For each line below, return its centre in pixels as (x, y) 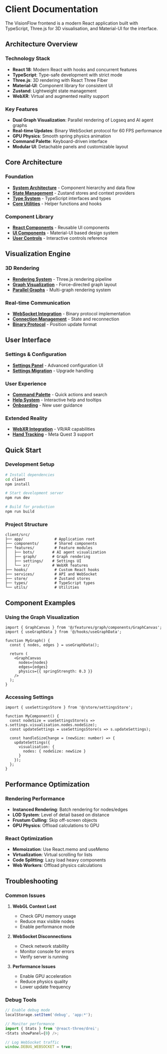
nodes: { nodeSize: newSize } (54, 751)
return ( (19, 654)
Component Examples (40, 603)
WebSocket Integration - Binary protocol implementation (71, 313)
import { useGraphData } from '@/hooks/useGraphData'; (63, 632)
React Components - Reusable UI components (61, 227)
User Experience (26, 384)
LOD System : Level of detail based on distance (61, 815)
